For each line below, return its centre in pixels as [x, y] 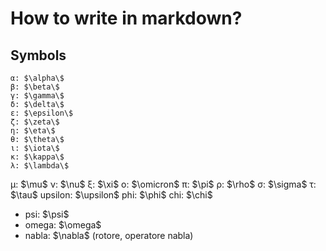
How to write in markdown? [126, 18]
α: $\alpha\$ [37, 78]
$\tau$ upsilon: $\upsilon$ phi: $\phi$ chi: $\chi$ [111, 195]
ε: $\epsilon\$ [42, 113]
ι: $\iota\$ [35, 148]
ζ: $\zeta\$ [35, 122]
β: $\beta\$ [35, 87]
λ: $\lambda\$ [40, 166]
